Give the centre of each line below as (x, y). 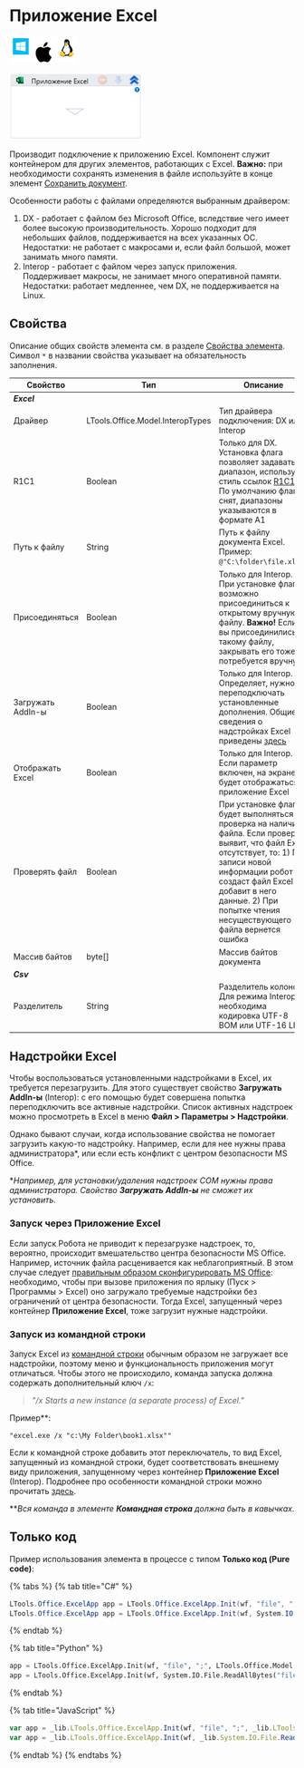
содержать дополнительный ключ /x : (82, 1383)
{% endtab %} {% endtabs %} (66, 1754)
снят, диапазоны (251, 500)
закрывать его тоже (257, 651)
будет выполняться (256, 814)
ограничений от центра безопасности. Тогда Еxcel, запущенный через (146, 1301)
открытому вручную (258, 612)
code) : (22, 1569)
